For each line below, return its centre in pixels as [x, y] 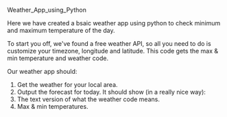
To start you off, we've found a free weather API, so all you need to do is [109, 43]
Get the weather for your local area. [67, 84]
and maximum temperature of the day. [61, 30]
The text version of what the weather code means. [88, 99]
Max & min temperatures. [52, 106]
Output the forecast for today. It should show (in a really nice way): [111, 92]
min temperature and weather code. [58, 58]
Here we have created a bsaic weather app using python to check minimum [114, 23]
